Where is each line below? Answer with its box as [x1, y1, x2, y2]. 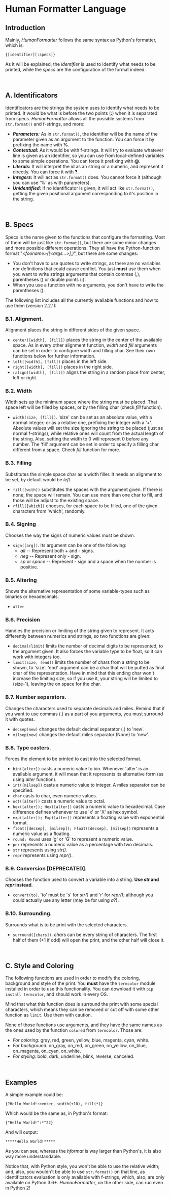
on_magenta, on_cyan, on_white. [12, 1048, 81, 1054]
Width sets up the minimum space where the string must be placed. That [5, 399, 157, 405]
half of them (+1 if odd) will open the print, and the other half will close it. [12, 937, 165, 943]
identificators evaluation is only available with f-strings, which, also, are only [5, 1174, 165, 1180]
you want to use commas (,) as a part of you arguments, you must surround [5, 711, 163, 717]
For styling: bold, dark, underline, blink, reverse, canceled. [12, 1053, 134, 1059]
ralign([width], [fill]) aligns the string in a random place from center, [12, 369, 165, 375]
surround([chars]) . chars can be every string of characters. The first [12, 931, 157, 938]
